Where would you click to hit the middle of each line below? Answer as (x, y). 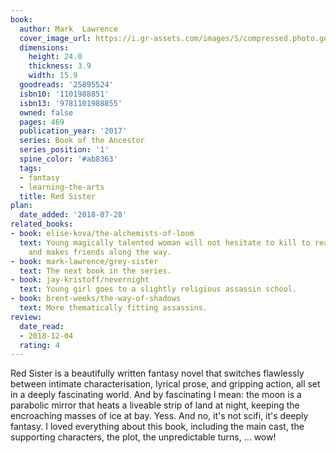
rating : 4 (39, 345)
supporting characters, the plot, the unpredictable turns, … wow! (143, 437)
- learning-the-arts (62, 187)
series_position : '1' (64, 150)
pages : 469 (42, 122)
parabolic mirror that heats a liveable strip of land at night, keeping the (155, 405)
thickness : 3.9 (60, 66)
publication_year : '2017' (73, 131)
